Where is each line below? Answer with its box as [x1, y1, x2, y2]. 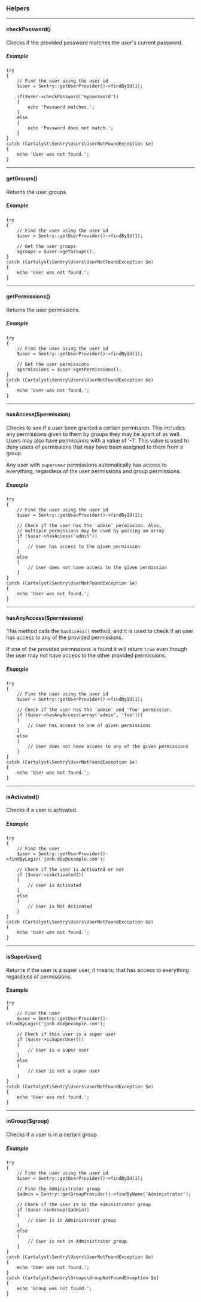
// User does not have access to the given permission [28, 564, 167, 570]
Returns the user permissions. [6, 306, 81, 313]
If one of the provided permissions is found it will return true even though [6, 646, 187, 653]
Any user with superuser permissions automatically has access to [6, 461, 167, 468]
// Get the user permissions [17, 361, 90, 367]
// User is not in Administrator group [28, 1238, 127, 1244]
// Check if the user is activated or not [17, 867, 124, 873]
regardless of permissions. [6, 973, 72, 980]
